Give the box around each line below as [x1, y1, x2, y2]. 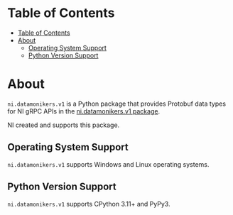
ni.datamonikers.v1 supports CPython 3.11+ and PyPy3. [7, 199, 170, 208]
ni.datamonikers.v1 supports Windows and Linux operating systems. [7, 160, 210, 168]
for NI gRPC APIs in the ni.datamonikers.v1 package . [7, 106, 161, 115]
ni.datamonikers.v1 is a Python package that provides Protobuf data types [7, 99, 226, 108]
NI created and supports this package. [7, 121, 120, 129]
